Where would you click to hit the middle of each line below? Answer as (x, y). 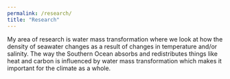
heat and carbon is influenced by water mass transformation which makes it (114, 61)
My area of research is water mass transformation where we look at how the (115, 39)
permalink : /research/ (39, 13)
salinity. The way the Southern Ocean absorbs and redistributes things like (113, 53)
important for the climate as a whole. (59, 68)
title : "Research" (33, 20)
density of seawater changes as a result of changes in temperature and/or (112, 46)
